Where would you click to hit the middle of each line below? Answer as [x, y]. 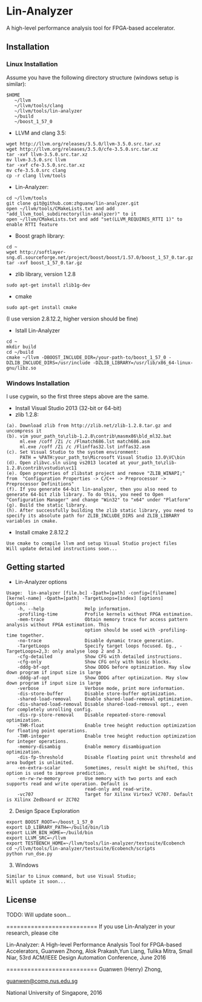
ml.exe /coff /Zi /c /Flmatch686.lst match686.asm [85, 441]
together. [32, 635]
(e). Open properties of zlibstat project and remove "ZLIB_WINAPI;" [96, 473]
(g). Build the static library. [47, 505]
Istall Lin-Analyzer [37, 330]
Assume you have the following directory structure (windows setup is [93, 78]
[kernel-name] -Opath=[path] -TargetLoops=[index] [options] [85, 598]
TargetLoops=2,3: [28, 651]
